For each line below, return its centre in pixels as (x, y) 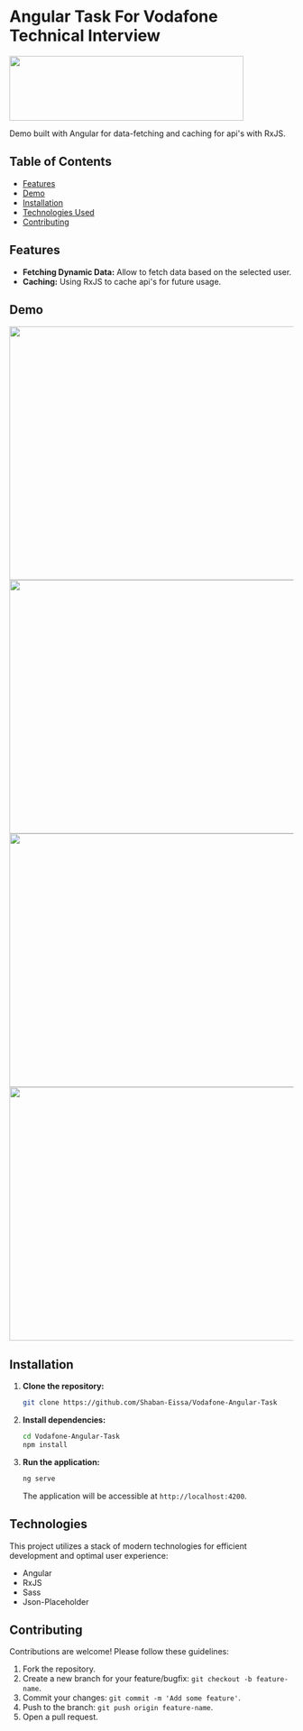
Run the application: (61, 1461)
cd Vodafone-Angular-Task (71, 1437)
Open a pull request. (60, 1717)
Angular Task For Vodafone (114, 17)
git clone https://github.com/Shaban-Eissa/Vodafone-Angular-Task (150, 1403)
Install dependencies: (64, 1420)
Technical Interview (85, 36)
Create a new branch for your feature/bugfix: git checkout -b (137, 1679)
